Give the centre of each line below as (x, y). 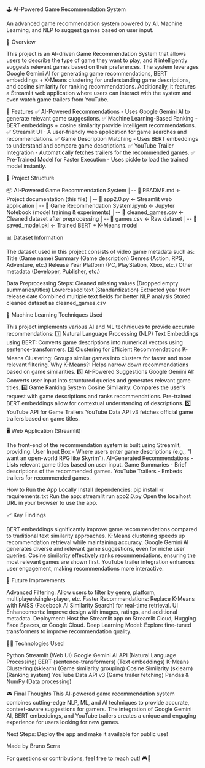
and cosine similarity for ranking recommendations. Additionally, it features (101, 86)
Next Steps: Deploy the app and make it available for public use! (87, 734)
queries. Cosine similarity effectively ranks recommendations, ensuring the (101, 555)
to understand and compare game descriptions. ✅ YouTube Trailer (90, 146)
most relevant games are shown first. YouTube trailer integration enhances (101, 562)
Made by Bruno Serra (33, 746)
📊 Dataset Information (35, 237)
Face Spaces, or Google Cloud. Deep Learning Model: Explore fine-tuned (99, 625)
